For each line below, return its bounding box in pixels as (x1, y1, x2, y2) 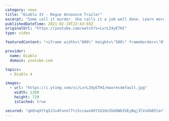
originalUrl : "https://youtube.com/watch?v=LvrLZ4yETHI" (5, 26, 127, 31)
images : (5, 80, 22, 85)
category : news (5, 7, 37, 12)
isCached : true (14, 99, 46, 104)
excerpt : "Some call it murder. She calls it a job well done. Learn (5, 16, 154, 21)
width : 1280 (14, 90, 39, 95)
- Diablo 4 (10, 71, 33, 76)
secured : (5, 108, 24, 113)
